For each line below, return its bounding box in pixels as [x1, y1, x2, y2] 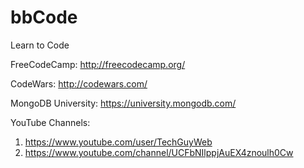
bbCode [10, 6, 78, 29]
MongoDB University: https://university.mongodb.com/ [10, 97, 237, 109]
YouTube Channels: [10, 116, 91, 128]
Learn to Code [10, 39, 70, 51]
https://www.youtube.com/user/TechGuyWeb [24, 136, 213, 148]
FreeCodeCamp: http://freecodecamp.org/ [10, 58, 186, 70]
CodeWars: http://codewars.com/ [10, 77, 148, 90]
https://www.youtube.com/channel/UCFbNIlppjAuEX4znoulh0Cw [24, 146, 294, 158]
